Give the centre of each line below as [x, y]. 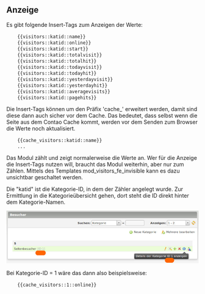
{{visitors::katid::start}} [53, 49]
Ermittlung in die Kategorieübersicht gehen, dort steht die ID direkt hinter [98, 195]
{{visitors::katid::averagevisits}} [64, 91]
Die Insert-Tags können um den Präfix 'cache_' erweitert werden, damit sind [102, 109]
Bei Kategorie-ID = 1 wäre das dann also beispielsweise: [77, 273]
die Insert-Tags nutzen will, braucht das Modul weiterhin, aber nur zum [95, 164]
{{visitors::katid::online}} [54, 43]
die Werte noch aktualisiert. [41, 128]
